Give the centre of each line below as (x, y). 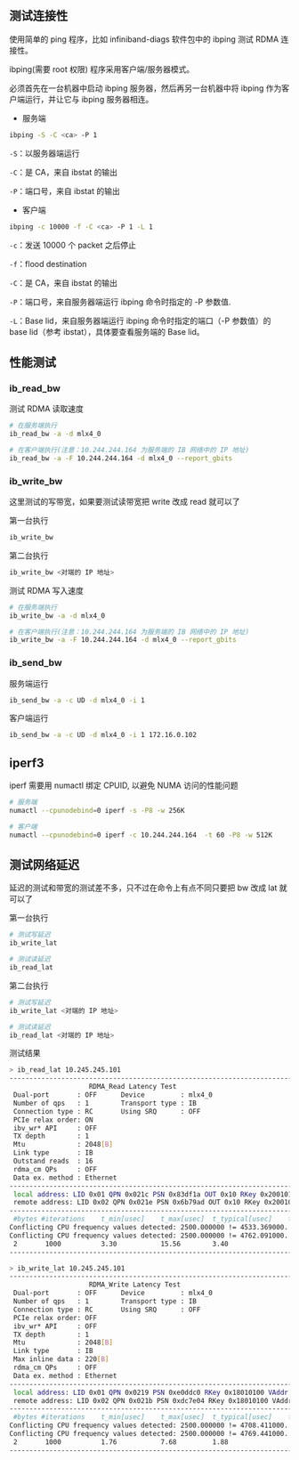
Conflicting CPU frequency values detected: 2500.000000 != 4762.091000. (149, 1236)
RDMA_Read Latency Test (133, 1087)
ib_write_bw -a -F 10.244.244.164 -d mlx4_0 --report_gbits (123, 640)
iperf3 (27, 762)
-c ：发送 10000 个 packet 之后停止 (73, 245)
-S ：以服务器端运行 (44, 153)
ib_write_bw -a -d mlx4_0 (57, 616)
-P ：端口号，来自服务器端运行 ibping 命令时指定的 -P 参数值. (120, 302)
